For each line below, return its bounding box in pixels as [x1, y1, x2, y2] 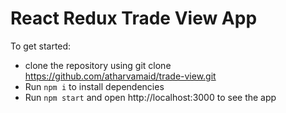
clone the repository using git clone [24, 59, 172, 71]
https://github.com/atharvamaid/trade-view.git [24, 70, 217, 82]
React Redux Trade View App [10, 7, 258, 30]
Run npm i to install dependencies [24, 80, 165, 92]
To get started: [10, 40, 72, 52]
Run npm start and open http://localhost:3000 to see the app [24, 91, 277, 103]
